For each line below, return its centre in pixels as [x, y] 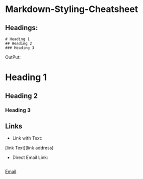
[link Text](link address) [29, 148]
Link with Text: [27, 138]
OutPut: [13, 57]
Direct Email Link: [30, 157]
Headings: [22, 28]
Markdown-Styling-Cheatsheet [72, 9]
